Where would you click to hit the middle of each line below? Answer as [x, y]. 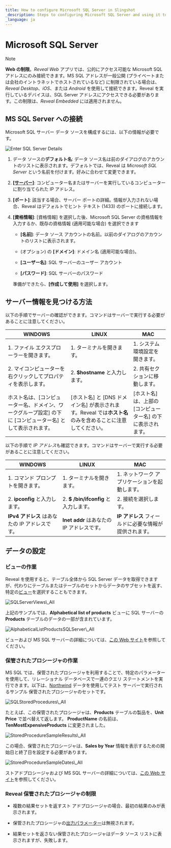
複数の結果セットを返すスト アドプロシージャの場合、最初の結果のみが [87, 806]
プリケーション [135, 481]
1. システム [146, 344]
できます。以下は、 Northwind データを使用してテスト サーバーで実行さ [84, 685]
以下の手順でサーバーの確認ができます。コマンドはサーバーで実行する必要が [85, 315]
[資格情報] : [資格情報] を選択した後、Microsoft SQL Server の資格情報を [88, 217]
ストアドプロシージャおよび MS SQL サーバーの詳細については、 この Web [82, 773]
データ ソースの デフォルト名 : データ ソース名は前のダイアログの [80, 159]
